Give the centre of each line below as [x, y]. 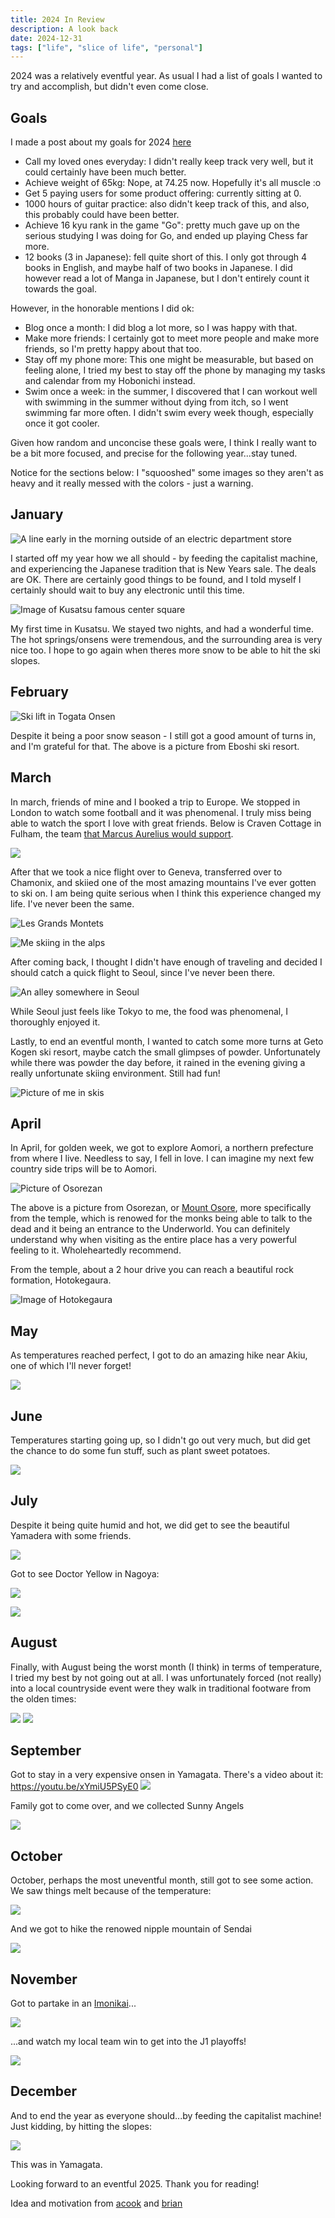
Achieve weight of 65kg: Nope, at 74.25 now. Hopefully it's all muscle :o [173, 183]
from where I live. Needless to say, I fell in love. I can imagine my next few [162, 1158]
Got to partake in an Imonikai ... [73, 2003]
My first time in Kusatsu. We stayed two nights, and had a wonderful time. [162, 628]
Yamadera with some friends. [71, 1535]
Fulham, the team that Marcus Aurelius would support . [122, 833]
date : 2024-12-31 [46, 38]
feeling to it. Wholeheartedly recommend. [96, 1250]
